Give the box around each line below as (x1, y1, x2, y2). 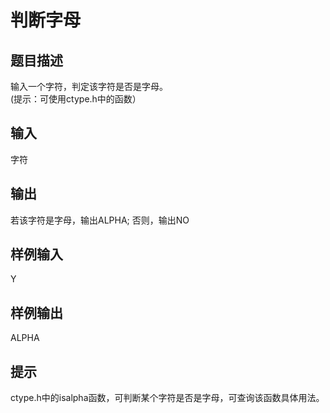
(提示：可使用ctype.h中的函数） (10, 93, 142, 105)
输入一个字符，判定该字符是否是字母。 (10, 81, 168, 92)
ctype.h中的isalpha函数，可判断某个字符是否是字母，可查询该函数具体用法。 (10, 392, 325, 404)
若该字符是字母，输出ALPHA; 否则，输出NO (10, 214, 190, 226)
